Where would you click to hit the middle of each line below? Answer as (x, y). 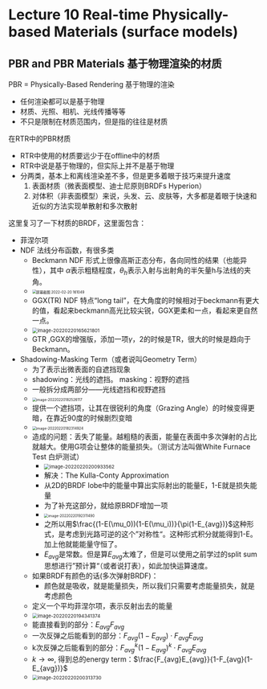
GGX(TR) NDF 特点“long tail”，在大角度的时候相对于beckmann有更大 (146, 300)
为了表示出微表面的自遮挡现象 (81, 369)
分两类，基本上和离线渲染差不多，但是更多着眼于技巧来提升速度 (125, 176)
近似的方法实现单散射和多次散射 (85, 206)
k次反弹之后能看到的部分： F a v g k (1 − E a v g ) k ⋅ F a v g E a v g (119, 648)
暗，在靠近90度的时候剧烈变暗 (82, 418)
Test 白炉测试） (58, 457)
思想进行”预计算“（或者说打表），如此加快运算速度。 (128, 565)
